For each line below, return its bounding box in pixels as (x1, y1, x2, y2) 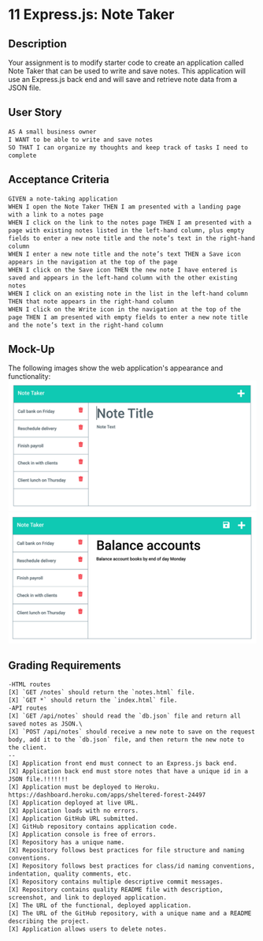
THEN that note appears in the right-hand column (8, 298, 175, 306)
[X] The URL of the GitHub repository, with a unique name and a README (8, 909, 252, 917)
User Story (8, 106, 62, 119)
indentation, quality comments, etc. (8, 870, 132, 878)
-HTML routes (8, 680, 51, 688)
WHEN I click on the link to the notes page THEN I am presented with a (8, 219, 252, 227)
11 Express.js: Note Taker (8, 6, 175, 24)
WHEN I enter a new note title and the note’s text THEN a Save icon (8, 250, 242, 258)
